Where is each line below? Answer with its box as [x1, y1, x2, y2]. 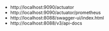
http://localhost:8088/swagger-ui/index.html [10, 15, 104, 20]
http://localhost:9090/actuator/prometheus [10, 9, 101, 15]
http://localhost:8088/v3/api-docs [10, 20, 82, 26]
